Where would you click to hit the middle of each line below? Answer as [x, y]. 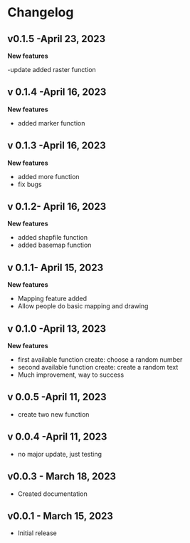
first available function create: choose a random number [100, 360]
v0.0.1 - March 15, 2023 [60, 516]
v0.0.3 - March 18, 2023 [62, 476]
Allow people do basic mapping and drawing [83, 306]
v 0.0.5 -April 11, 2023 [57, 397]
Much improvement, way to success [71, 375]
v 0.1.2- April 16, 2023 [57, 207]
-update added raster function [52, 70]
